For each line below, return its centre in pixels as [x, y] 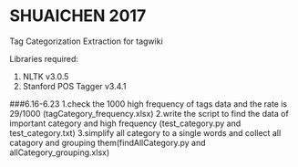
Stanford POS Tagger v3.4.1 [74, 86]
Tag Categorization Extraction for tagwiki [87, 41]
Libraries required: [44, 58]
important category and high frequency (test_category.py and [125, 123]
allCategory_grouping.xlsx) [60, 152]
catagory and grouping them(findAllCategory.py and [108, 142]
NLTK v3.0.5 [46, 76]
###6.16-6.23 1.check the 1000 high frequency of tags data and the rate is [149, 104]
